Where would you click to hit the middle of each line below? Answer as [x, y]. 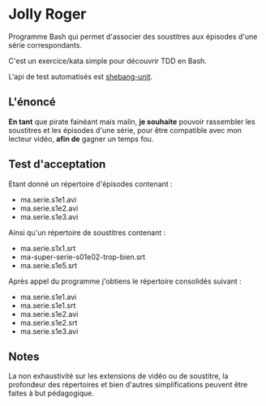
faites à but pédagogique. [51, 393]
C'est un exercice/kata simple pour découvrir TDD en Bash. [107, 61]
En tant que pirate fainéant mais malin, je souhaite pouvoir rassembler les [132, 122]
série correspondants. [45, 45]
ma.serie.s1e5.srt [49, 265]
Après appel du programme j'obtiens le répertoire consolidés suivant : [125, 281]
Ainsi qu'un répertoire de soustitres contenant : [87, 233]
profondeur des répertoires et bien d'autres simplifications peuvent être [128, 385]
